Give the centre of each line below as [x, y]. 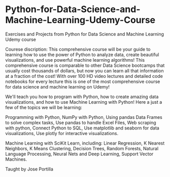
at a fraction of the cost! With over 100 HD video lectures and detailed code [84, 76]
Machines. [16, 159]
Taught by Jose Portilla [29, 169]
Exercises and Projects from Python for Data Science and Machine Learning [84, 34]
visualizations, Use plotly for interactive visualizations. [62, 133]
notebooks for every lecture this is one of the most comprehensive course [83, 81]
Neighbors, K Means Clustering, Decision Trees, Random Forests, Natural [82, 148]
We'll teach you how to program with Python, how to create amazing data [82, 97]
